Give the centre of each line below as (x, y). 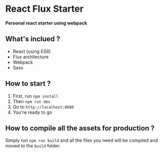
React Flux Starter (44, 9)
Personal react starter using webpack (46, 23)
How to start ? (28, 84)
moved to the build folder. (33, 146)
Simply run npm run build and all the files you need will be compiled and (81, 140)
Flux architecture (30, 57)
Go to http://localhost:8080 (43, 107)
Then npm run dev (32, 101)
